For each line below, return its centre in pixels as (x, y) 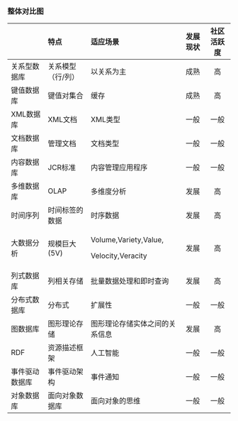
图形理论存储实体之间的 (130, 324)
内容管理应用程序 (119, 168)
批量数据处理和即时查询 (130, 281)
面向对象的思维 (116, 401)
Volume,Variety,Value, (127, 240)
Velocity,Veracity (119, 256)
